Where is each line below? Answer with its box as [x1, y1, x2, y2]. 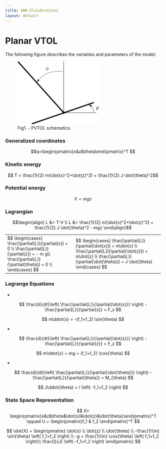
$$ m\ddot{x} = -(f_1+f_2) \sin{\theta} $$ [41, 316, 124, 322]
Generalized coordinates [5, 137, 66, 144]
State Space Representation [5, 397, 74, 403]
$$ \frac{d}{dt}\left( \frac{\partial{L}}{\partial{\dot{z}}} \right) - [19, 335, 147, 341]
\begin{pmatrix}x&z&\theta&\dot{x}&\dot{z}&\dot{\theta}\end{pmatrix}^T [9, 413, 157, 419]
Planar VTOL [5, 35, 58, 47]
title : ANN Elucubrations [5, 8, 58, 13]
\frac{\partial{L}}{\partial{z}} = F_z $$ [44, 341, 122, 347]
